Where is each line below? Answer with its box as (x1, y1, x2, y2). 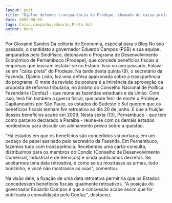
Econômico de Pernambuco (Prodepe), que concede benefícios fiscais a (5, 57, 159, 63)
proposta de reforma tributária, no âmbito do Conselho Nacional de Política (5, 84, 164, 90)
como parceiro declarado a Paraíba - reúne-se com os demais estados (5, 117, 155, 123)
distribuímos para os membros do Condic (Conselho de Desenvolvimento (5, 149, 160, 155)
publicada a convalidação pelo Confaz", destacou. (5, 192, 112, 198)
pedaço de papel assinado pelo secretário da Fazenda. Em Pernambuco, (5, 138, 159, 144)
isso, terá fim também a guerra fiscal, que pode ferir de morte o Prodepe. (5, 96, 160, 102)
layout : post (5, 7, 33, 13)
